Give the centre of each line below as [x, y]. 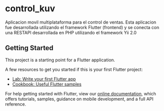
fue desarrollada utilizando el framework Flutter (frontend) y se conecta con [82, 27]
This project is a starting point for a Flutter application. [60, 60]
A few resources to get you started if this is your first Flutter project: [74, 69]
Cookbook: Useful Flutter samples [47, 84]
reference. [16, 104]
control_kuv [30, 9]
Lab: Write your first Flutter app [44, 79]
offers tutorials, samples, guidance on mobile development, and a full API [79, 99]
